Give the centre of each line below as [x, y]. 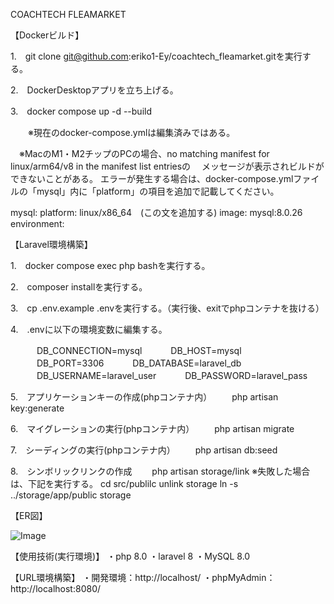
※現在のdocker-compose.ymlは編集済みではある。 [131, 132]
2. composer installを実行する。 [79, 287]
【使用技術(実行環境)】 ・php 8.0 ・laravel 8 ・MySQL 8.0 [130, 556]
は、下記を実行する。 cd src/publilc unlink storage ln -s [124, 483]
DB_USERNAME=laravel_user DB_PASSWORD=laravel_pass [172, 375]
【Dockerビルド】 [47, 35]
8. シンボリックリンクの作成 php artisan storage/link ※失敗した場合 [160, 471]
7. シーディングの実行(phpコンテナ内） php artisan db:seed [144, 450]
